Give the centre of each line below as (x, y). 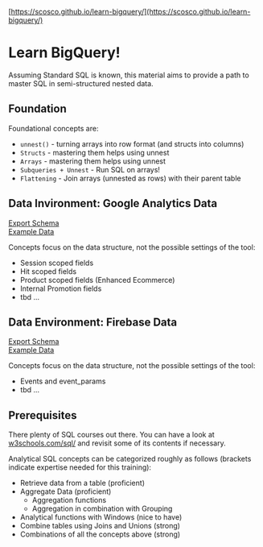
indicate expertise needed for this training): (80, 467)
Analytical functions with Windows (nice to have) (101, 517)
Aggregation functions (69, 500)
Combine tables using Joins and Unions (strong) (100, 526)
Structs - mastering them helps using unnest (95, 152)
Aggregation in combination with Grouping (102, 509)
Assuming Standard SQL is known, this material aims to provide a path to (129, 75)
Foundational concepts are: (53, 128)
